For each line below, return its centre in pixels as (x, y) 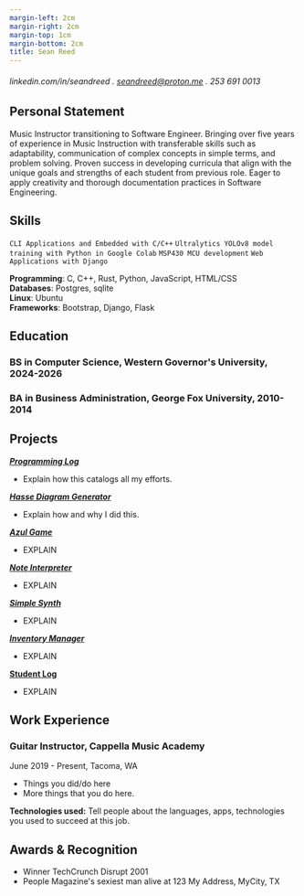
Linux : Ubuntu (37, 297)
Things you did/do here (67, 784)
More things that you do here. (79, 794)
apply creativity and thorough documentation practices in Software (136, 182)
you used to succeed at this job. (70, 821)
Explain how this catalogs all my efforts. (97, 479)
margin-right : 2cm (44, 27)
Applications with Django (58, 261)
